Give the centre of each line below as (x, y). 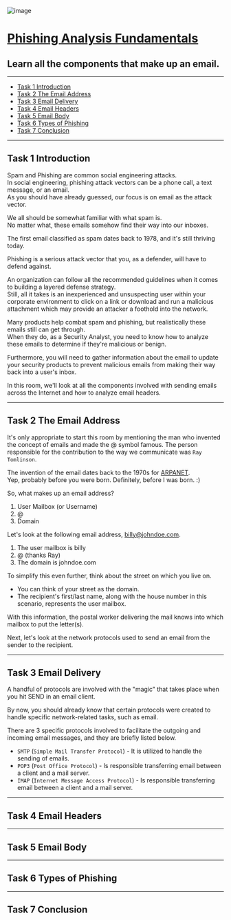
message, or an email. (38, 190)
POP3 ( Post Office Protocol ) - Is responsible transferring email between (119, 766)
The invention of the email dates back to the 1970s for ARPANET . (99, 472)
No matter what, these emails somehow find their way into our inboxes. (108, 225)
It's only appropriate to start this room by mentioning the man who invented (114, 437)
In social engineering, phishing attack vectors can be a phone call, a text (110, 182)
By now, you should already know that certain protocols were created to (109, 710)
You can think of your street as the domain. (78, 589)
